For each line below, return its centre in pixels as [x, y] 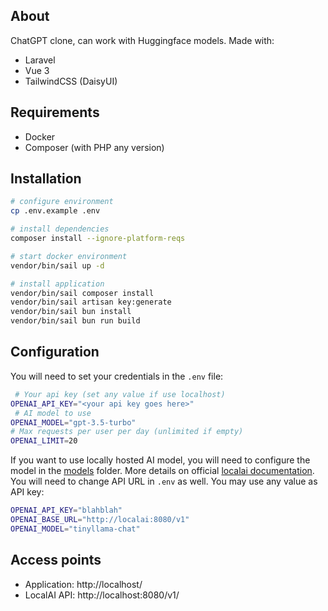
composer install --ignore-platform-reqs [98, 239]
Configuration [55, 352]
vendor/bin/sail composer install [82, 293]
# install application [57, 284]
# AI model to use [53, 413]
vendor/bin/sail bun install [71, 312]
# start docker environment [69, 256]
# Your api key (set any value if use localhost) [120, 394]
